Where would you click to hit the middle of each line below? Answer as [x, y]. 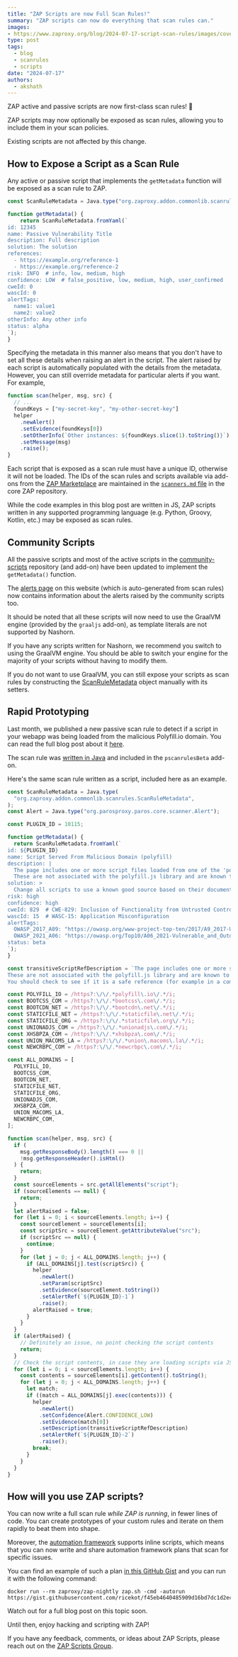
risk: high [23, 897]
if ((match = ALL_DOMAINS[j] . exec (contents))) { [99, 1396]
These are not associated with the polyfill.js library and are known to [119, 975]
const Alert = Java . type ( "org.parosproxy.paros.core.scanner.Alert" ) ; [114, 812]
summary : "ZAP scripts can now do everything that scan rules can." [110, 21]
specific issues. [30, 1557]
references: [25, 254]
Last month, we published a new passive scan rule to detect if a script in [113, 729]
